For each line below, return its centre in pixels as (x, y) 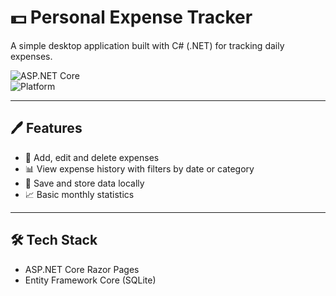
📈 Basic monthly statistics (79, 194)
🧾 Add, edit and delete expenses (92, 157)
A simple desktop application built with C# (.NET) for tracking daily (147, 45)
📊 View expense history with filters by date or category (139, 168)
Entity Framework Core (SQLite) (90, 280)
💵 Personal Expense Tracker (131, 17)
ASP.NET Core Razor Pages (82, 269)
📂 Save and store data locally (84, 183)
